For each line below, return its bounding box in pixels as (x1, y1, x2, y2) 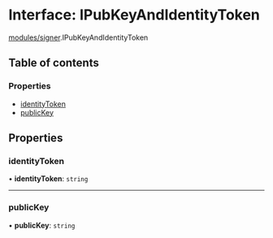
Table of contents (8, 56, 99, 70)
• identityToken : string (8, 174, 89, 184)
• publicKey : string (8, 220, 76, 230)
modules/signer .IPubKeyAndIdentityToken (8, 32, 149, 42)
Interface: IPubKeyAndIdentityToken (8, 6, 260, 24)
